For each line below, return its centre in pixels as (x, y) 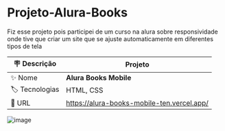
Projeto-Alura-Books (68, 13)
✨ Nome (24, 78)
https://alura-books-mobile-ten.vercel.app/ (138, 103)
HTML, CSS (85, 91)
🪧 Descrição (35, 63)
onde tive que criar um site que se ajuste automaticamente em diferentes (110, 38)
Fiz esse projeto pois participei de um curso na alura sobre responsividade (113, 32)
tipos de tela (25, 46)
